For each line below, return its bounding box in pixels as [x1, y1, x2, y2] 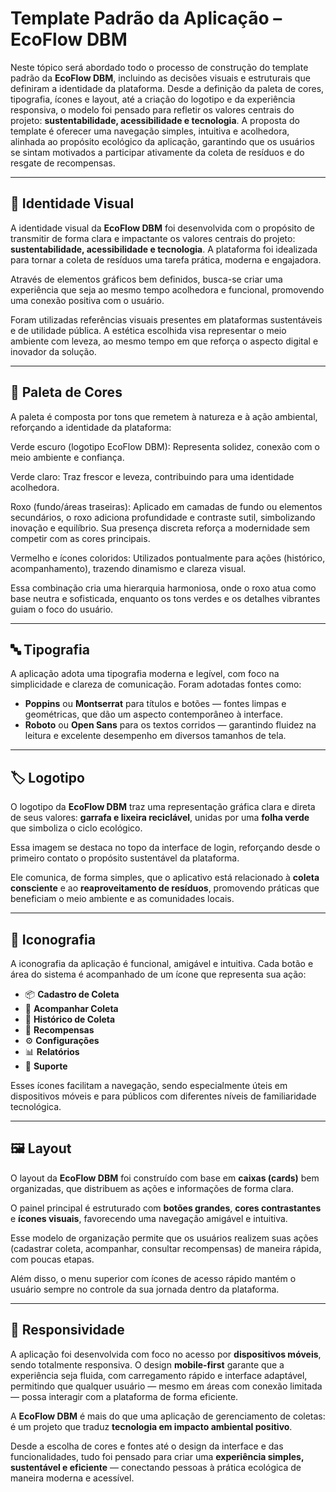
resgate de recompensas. [10, 157, 116, 169]
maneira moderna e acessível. [10, 1472, 135, 1484]
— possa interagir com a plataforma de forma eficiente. [10, 1390, 239, 1402]
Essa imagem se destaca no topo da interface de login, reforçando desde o [10, 842, 321, 854]
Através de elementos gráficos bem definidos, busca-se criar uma [10, 273, 283, 285]
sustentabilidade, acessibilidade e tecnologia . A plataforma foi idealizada [10, 243, 318, 255]
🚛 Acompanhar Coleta [24, 1003, 119, 1014]
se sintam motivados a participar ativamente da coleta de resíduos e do [10, 146, 305, 158]
